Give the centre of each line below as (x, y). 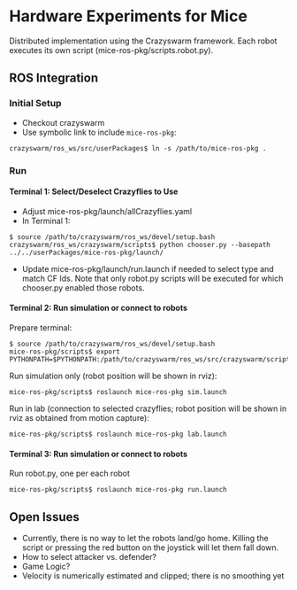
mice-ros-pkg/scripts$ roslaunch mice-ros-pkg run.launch (118, 490)
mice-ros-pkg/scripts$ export (65, 352)
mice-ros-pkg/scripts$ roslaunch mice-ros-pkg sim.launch (118, 392)
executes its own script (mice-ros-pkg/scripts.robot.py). (111, 50)
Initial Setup (35, 104)
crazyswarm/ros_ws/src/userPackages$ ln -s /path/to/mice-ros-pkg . (138, 148)
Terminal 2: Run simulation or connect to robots (99, 308)
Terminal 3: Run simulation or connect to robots (99, 454)
